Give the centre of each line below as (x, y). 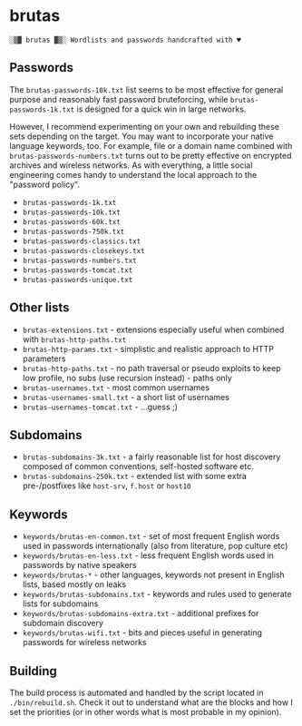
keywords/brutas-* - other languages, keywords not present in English (154, 575)
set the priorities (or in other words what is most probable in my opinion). (146, 712)
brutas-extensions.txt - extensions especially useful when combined (153, 329)
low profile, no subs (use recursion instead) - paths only (127, 378)
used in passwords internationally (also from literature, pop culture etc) (155, 546)
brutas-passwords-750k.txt (73, 231)
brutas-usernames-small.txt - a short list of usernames (126, 397)
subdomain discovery (63, 623)
